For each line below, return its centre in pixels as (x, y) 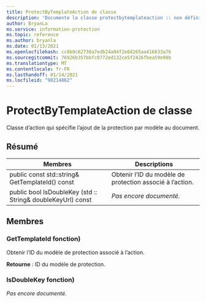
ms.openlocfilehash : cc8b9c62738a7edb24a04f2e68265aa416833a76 (89, 52)
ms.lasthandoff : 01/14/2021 (42, 75)
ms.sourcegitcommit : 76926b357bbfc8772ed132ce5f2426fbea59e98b (89, 58)
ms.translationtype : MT (37, 63)
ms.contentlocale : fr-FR (38, 69)
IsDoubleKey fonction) (40, 280)
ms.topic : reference (33, 35)
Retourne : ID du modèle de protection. (56, 264)
